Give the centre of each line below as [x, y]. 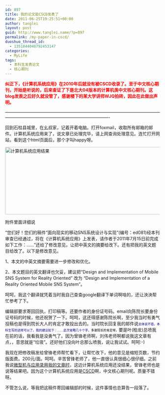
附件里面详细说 [20, 222]
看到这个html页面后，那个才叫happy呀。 [55, 140]
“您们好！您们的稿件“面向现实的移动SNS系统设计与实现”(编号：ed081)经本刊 [82, 232]
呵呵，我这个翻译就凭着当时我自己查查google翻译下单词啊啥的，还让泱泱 [79, 295]
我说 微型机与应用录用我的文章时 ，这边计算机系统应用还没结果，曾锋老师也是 [82, 365]
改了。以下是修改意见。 [37, 251]
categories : [17, 51]
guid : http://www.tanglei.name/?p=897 [45, 33]
